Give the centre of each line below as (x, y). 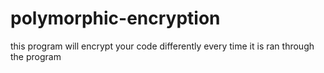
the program (36, 56)
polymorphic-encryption (115, 18)
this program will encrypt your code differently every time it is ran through (162, 46)
